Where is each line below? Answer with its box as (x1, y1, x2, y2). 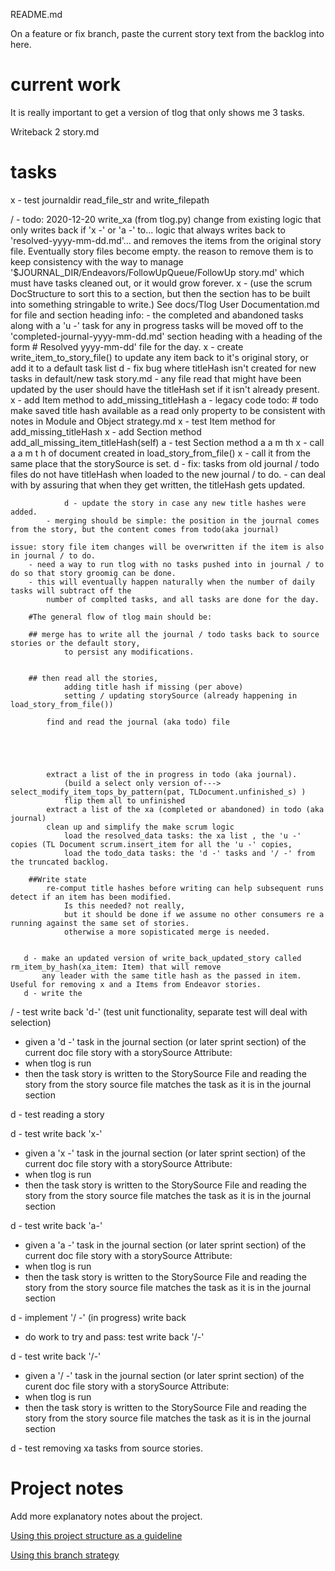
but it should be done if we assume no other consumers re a (63, 909, 325, 919)
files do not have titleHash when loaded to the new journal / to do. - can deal (10, 468, 326, 480)
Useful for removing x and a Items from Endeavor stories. (10, 979, 262, 989)
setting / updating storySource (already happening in (63, 690, 298, 701)
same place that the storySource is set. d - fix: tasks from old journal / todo (10, 457, 320, 469)
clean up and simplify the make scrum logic (46, 822, 235, 832)
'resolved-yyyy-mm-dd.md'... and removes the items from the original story (10, 234, 322, 246)
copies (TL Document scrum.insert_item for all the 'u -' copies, (10, 839, 293, 849)
